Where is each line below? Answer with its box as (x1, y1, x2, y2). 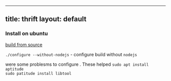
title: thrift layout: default (5, 15, 87, 23)
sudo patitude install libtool (5, 71, 72, 76)
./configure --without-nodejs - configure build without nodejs (5, 51, 137, 57)
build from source (5, 42, 43, 48)
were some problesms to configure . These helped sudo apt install (5, 61, 149, 67)
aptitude (5, 66, 24, 71)
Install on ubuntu (5, 30, 48, 37)
